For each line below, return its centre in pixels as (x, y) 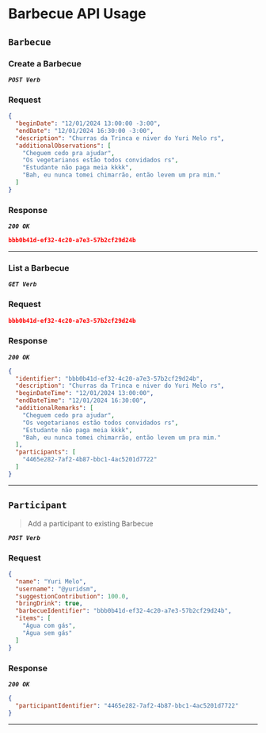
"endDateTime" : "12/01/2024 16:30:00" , (81, 401)
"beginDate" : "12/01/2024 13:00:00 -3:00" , (88, 123)
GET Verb (23, 285)
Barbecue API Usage (77, 14)
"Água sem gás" (47, 633)
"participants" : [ (46, 452)
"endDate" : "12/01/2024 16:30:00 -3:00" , (85, 131)
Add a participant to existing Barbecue (90, 523)
